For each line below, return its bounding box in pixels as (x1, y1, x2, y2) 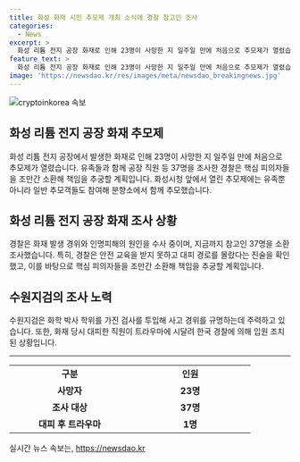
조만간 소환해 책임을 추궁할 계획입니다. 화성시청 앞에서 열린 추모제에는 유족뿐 (18, 173, 286, 184)
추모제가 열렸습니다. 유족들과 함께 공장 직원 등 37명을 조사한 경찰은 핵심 (9, 162, 259, 172)
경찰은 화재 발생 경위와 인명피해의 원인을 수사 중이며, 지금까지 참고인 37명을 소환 (9, 239, 290, 249)
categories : (9, 21, 54, 30)
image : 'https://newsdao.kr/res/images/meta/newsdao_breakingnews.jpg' (9, 71, 281, 80)
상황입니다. (18, 337, 58, 349)
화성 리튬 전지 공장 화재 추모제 (9, 126, 164, 141)
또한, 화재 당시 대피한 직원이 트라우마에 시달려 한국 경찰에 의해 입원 (35, 326, 269, 337)
